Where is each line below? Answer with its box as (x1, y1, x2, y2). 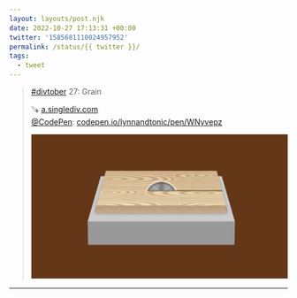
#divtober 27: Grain (30, 87, 102, 96)
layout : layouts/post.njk (9, 14, 104, 23)
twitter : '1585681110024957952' (9, 33, 128, 42)
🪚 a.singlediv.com (30, 104, 99, 114)
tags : (9, 51, 29, 61)
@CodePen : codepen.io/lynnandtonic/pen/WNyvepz (30, 117, 223, 127)
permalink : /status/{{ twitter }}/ (9, 42, 141, 51)
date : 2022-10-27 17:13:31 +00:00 (9, 23, 137, 33)
